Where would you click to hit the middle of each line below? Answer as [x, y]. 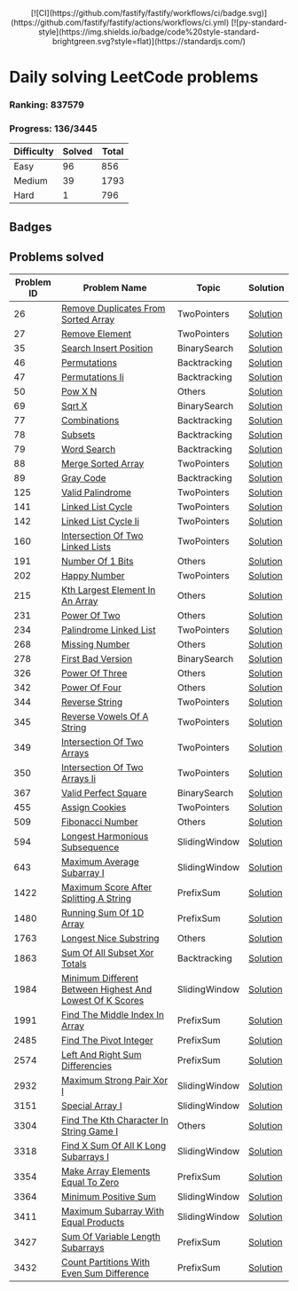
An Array [79, 601]
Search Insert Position [107, 348]
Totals [74, 964]
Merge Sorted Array [102, 463]
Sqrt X [74, 405]
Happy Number [93, 575]
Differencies [86, 1066]
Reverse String [91, 702]
